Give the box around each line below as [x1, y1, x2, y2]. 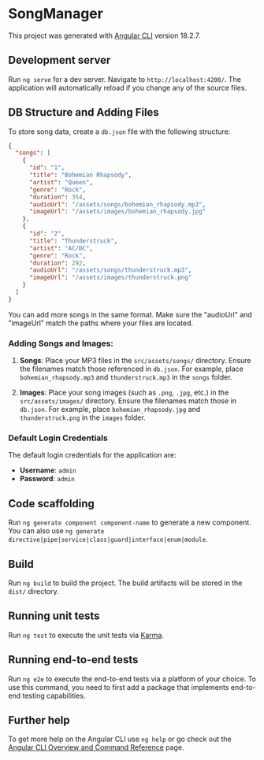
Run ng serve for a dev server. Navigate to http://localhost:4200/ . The [8, 74, 242, 83]
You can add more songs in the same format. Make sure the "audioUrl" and [8, 310, 252, 319]
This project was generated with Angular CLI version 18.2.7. [8, 31, 201, 40]
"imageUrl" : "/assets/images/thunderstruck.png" [28, 273, 192, 282]
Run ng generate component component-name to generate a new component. [8, 517, 252, 528]
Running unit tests [8, 610, 100, 623]
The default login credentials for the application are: [8, 450, 177, 460]
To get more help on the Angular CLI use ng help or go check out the [8, 734, 232, 744]
